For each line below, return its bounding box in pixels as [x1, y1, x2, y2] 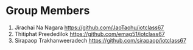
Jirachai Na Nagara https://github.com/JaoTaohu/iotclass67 [14, 24, 164, 31]
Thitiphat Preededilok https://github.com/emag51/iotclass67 [14, 30, 165, 37]
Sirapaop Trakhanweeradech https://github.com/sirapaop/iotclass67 [14, 37, 187, 44]
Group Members [5, 4, 90, 18]
